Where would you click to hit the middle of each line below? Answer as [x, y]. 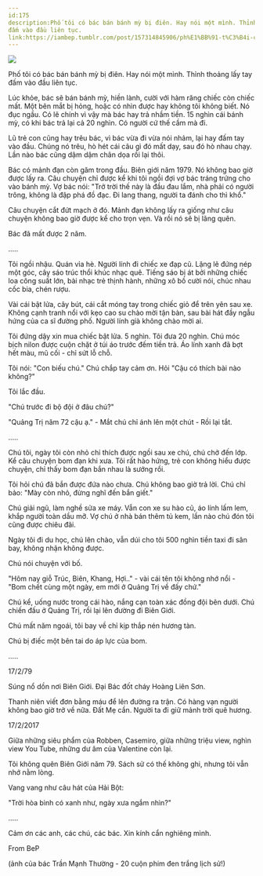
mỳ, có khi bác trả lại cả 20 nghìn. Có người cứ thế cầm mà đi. [108, 123]
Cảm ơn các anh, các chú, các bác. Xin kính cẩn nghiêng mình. [110, 834]
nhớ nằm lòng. [31, 772]
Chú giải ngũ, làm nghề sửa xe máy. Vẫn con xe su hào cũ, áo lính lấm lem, [128, 508]
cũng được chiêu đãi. [42, 525]
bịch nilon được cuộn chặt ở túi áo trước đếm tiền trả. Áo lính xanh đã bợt [126, 345]
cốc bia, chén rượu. [39, 289]
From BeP [24, 849]
